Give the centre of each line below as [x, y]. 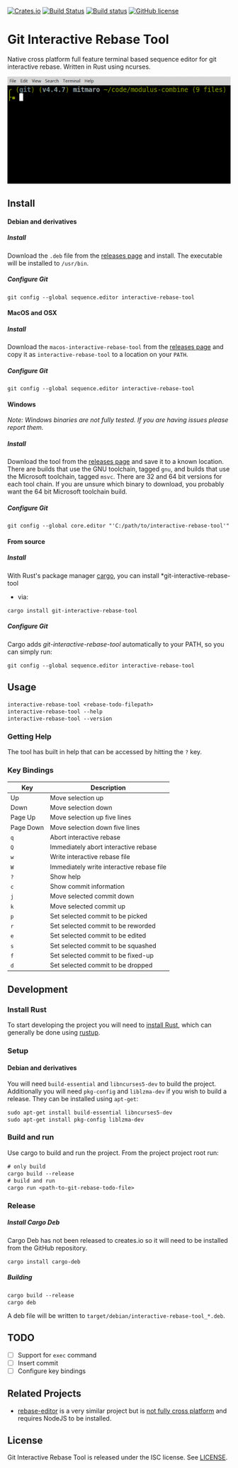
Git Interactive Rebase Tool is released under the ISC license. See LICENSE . [118, 1457]
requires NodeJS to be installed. [64, 1418]
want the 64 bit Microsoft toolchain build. [67, 491]
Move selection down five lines [95, 827]
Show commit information [87, 887]
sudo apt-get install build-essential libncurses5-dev [90, 1113]
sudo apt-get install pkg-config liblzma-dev [75, 1120]
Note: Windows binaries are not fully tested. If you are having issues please [118, 420]
